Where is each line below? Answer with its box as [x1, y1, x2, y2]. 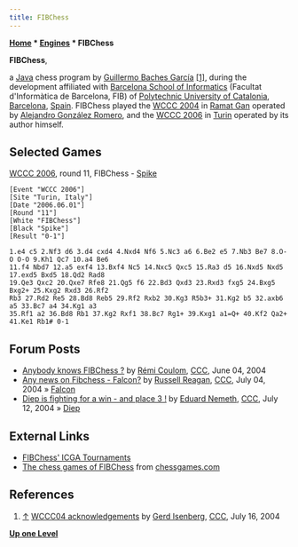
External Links [9, 428, 90, 444]
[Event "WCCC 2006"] [9, 186, 86, 194]
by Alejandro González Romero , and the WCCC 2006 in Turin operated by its [9, 109, 290, 120]
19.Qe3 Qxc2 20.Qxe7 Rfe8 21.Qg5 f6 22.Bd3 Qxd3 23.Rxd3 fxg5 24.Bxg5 [9, 279, 276, 288]
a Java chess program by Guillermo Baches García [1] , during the [9, 72, 247, 83]
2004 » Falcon [21, 384, 75, 395]
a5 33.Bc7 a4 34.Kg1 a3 [9, 302, 98, 311]
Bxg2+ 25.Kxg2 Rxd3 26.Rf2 [9, 286, 109, 296]
